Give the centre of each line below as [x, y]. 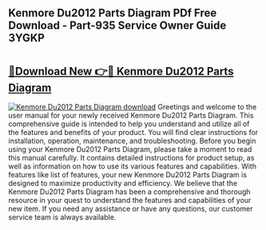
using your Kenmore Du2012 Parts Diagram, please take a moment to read [130, 149]
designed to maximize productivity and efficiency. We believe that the [123, 183]
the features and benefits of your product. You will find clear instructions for [133, 132]
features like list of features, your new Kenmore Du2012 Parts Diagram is [128, 174]
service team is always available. [62, 217]
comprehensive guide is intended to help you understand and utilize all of [129, 124]
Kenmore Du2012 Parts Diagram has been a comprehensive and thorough [129, 192]
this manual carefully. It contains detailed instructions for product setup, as [131, 158]
